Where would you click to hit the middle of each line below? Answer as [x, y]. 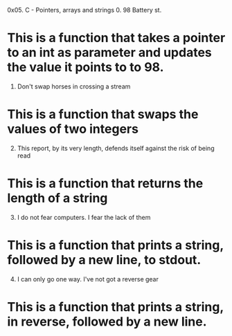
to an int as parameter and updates [110, 53]
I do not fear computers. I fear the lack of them [84, 217]
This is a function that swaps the [103, 114]
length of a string [57, 198]
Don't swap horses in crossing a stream [74, 86]
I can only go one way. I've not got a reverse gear [88, 279]
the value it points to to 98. [86, 67]
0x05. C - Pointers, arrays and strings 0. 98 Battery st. [84, 10]
